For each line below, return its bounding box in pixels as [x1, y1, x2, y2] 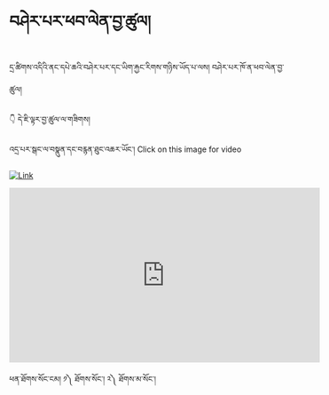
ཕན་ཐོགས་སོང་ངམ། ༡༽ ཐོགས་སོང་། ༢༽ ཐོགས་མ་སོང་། [9, 373, 157, 384]
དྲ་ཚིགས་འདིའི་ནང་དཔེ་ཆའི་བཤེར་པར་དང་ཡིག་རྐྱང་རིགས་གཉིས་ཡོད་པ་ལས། [9, 61, 210, 72]
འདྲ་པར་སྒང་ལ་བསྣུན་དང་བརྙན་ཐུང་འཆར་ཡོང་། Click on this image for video [9, 144, 242, 154]
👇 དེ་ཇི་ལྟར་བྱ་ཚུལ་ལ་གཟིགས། [9, 114, 90, 124]
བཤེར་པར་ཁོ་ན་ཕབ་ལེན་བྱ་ [211, 61, 285, 72]
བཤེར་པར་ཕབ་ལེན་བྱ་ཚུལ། [9, 12, 152, 32]
